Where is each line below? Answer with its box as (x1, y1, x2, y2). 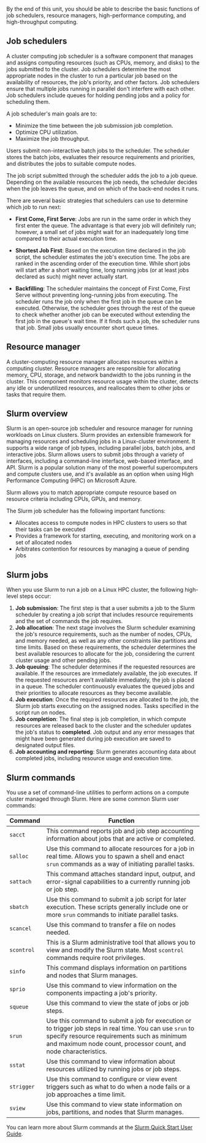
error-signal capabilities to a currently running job (46, 878, 191, 886)
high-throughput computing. (6, 18, 78, 25)
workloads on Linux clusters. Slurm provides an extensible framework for (6, 431, 191, 439)
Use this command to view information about (46, 1057, 176, 1066)
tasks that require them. (6, 390, 67, 398)
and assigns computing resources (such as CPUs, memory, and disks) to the (6, 58, 200, 66)
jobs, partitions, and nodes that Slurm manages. (46, 1108, 184, 1117)
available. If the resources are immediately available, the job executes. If (15, 670, 198, 677)
